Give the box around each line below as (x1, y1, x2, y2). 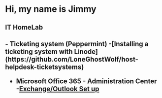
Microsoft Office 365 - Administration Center (16, 77, 157, 85)
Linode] (74, 47, 98, 56)
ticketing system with (5, 47, 73, 56)
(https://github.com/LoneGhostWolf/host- (5, 55, 139, 64)
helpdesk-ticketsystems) (5, 63, 84, 71)
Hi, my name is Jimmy (5, 3, 97, 15)
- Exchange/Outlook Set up (16, 85, 99, 93)
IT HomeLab (5, 23, 43, 32)
